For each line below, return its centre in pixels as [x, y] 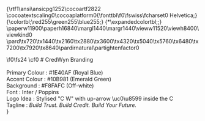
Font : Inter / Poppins [33, 92]
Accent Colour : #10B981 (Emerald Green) [59, 79]
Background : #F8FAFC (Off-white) [50, 86]
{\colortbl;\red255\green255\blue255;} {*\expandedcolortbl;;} [84, 22]
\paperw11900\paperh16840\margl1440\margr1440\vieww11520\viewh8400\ [103, 28]
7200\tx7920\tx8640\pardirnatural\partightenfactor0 [73, 48]
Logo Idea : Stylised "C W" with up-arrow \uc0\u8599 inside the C [90, 98]
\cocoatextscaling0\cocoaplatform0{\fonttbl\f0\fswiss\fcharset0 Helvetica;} [102, 15]
